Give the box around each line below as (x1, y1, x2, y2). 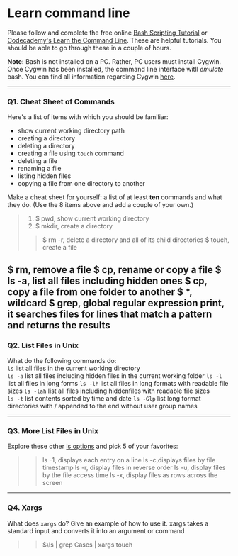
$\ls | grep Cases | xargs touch (42, 540, 133, 549)
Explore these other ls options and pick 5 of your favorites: (7, 442, 178, 451)
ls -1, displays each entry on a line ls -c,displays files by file (42, 456, 216, 465)
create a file (42, 243, 78, 252)
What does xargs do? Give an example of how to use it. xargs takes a (7, 519, 209, 528)
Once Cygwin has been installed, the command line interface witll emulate (7, 65, 224, 73)
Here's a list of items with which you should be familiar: (7, 113, 169, 121)
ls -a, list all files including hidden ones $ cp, (7, 274, 208, 287)
